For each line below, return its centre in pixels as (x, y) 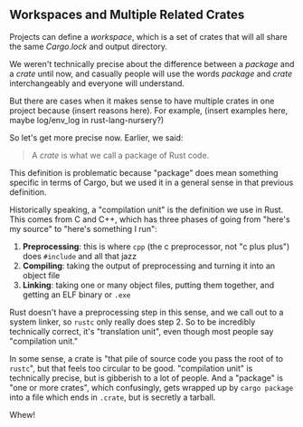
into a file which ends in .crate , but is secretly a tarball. (113, 397)
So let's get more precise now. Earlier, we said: (96, 137)
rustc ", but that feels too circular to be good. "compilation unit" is (131, 368)
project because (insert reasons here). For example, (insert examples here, (149, 110)
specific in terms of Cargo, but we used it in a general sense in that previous (151, 182)
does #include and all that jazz (80, 256)
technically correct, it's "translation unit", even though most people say (142, 331)
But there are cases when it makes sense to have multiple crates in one (142, 101)
